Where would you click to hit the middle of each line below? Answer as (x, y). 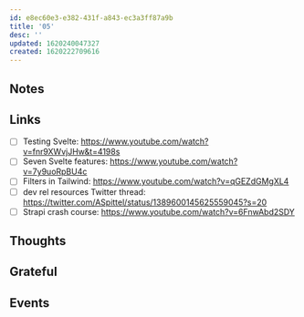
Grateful (33, 272)
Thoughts (38, 241)
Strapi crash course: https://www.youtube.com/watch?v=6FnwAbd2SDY (158, 211)
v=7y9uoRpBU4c (55, 172)
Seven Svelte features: (65, 161)
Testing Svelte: (51, 141)
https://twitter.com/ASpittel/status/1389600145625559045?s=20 (145, 202)
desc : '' (26, 35)
